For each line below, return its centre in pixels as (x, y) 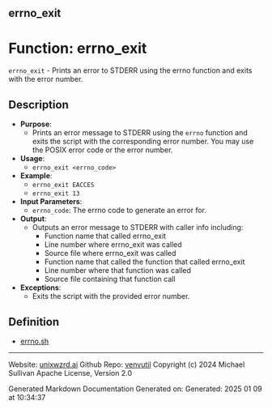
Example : (36, 176)
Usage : (32, 159)
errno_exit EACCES (63, 185)
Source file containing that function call (110, 279)
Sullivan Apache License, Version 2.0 (70, 373)
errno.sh (34, 341)
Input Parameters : (51, 202)
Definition (34, 322)
